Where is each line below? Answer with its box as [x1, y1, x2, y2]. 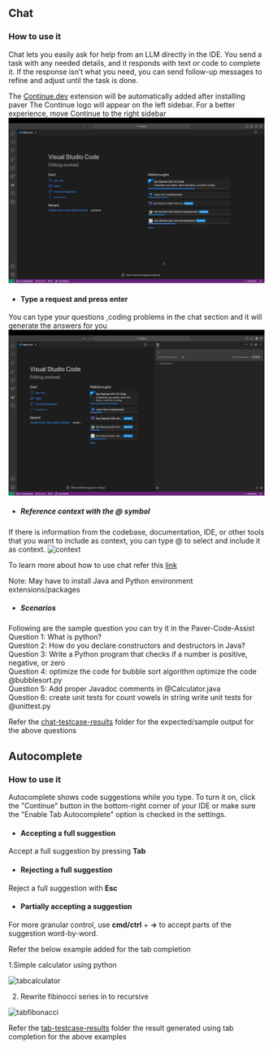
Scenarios [19, 603, 56, 613]
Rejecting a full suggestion [19, 864, 113, 874]
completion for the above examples [8, 1031, 128, 1041]
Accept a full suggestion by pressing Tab [8, 846, 146, 856]
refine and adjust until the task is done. [8, 75, 139, 85]
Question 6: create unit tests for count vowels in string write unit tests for [8, 693, 253, 702]
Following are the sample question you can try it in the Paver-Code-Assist [8, 623, 255, 633]
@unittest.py [8, 702, 51, 711]
